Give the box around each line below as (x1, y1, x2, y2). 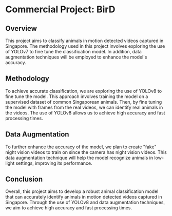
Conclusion (5, 175, 43, 184)
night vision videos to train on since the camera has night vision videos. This (5, 149, 167, 155)
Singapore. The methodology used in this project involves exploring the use (5, 43, 165, 49)
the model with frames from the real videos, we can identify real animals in (5, 104, 163, 110)
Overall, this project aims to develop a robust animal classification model (5, 188, 159, 194)
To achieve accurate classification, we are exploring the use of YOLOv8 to (5, 88, 162, 94)
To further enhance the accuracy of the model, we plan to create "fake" (5, 144, 157, 150)
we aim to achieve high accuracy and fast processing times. (5, 205, 132, 211)
